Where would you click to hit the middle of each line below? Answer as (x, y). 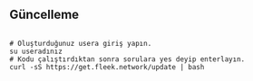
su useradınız (36, 51)
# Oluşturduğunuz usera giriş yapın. (81, 43)
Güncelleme (44, 15)
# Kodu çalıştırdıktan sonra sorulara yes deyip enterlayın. (127, 59)
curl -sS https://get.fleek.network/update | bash (107, 67)
